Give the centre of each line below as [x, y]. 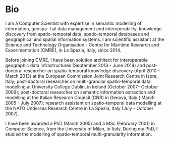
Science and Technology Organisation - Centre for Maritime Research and [82, 44]
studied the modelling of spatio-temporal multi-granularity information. [79, 134]
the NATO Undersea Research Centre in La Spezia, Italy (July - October [79, 108]
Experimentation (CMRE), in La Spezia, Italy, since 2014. [63, 50]
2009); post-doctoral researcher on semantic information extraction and [80, 92]
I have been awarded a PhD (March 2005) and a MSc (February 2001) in [80, 123]
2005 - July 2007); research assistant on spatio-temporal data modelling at [83, 103]
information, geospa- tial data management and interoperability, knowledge [84, 28]
